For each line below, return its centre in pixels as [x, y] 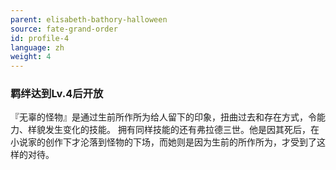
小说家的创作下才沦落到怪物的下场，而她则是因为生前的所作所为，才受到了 [163, 142]
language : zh [37, 47]
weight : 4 [31, 57]
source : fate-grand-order [64, 29]
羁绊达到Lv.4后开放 [57, 94]
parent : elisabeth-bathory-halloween [89, 19]
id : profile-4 [40, 38]
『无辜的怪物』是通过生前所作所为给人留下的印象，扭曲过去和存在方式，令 [163, 117]
